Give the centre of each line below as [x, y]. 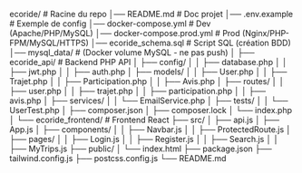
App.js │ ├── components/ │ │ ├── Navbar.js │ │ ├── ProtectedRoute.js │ [151, 130]
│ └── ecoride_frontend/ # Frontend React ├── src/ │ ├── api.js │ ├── [144, 120]
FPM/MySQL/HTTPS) [49, 43]
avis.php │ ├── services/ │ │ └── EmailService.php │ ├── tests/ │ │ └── [149, 101]
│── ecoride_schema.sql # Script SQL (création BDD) [191, 43]
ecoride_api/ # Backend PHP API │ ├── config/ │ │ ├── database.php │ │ [149, 62]
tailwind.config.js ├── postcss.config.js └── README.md [118, 158]
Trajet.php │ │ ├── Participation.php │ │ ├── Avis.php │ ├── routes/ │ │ [147, 81]
